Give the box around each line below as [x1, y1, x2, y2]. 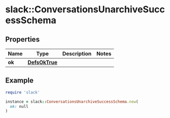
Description [62, 50, 92, 57]
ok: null [10, 104, 29, 109]
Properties [5, 35, 40, 44]
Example [5, 76, 34, 85]
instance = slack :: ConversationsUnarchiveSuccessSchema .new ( [5, 99, 139, 104]
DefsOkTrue [27, 59, 58, 66]
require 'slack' [5, 90, 40, 95]
